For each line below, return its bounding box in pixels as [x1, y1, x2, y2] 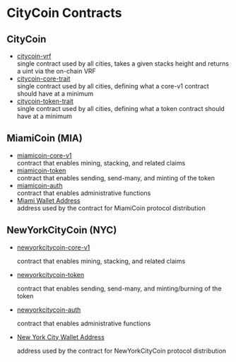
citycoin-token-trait [16, 97, 73, 105]
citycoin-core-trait [16, 74, 71, 83]
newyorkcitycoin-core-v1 [16, 243, 90, 252]
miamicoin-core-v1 [16, 151, 72, 160]
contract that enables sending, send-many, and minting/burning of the [16, 284, 222, 293]
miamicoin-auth [16, 181, 63, 189]
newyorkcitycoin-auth [16, 305, 81, 314]
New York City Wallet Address [16, 332, 105, 341]
